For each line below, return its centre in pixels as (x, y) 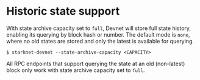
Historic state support (63, 11)
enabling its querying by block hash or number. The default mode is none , (98, 34)
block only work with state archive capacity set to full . (76, 70)
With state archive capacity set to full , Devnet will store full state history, (98, 28)
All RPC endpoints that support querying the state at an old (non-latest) (96, 64)
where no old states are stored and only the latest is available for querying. (100, 41)
